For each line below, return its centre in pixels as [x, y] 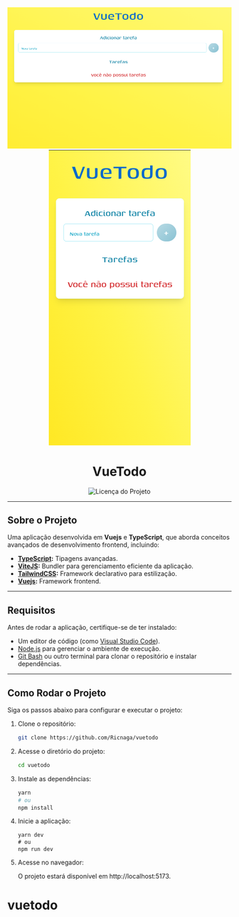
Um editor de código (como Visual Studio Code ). [89, 641]
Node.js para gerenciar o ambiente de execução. [89, 649]
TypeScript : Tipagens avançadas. [68, 559]
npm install [35, 808]
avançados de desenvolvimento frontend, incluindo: [84, 545]
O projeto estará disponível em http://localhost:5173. [94, 876]
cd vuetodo [34, 765]
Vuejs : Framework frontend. [59, 581]
